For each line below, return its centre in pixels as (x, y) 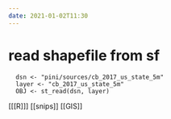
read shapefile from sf (84, 55)
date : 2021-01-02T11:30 (48, 16)
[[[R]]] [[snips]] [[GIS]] (46, 106)
